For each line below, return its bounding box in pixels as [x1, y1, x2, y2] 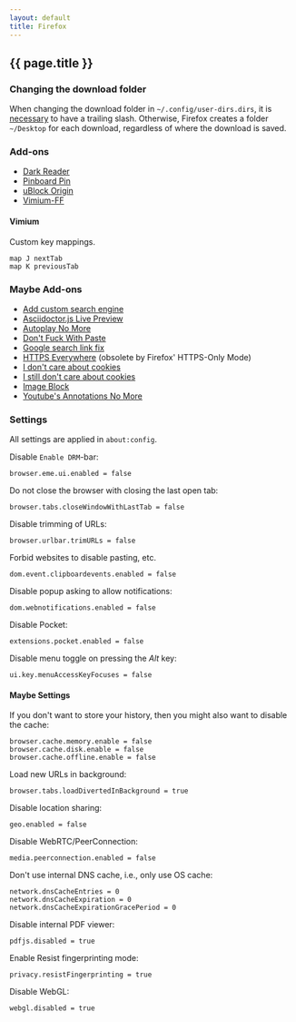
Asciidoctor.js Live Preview [22, 313, 124, 324]
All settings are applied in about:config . [9, 434, 157, 445]
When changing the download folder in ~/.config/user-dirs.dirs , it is [9, 104, 272, 115]
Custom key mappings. [9, 236, 95, 247]
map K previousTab [9, 261, 79, 271]
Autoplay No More [22, 322, 92, 333]
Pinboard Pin [22, 176, 71, 187]
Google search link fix [22, 342, 104, 353]
